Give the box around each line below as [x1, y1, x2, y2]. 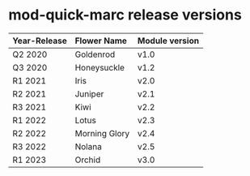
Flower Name [74, 35, 128, 46]
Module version [137, 35, 200, 46]
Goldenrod [74, 49, 116, 60]
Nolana [74, 140, 103, 152]
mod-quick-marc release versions [8, 6, 243, 24]
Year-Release [12, 35, 67, 46]
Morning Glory [74, 127, 130, 139]
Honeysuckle [74, 62, 125, 73]
